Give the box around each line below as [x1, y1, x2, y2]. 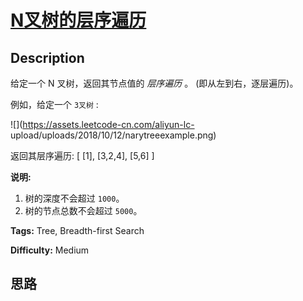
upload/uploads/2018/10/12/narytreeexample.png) [10, 129, 217, 141]
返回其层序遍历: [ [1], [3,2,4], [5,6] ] [10, 150, 155, 161]
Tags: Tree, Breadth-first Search [10, 225, 145, 236]
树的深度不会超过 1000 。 [24, 192, 125, 204]
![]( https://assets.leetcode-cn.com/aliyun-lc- [10, 119, 195, 130]
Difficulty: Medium [10, 244, 90, 256]
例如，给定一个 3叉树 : [10, 99, 99, 110]
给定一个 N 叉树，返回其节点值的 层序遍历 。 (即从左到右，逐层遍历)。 [10, 77, 299, 89]
